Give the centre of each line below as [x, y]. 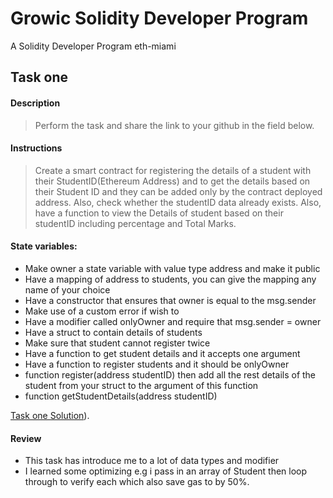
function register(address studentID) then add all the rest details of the [170, 374]
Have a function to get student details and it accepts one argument [162, 353]
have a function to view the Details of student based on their [159, 213]
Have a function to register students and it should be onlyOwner [157, 364]
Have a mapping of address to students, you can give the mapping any [170, 279]
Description [35, 103]
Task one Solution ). [50, 415]
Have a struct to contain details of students [113, 332]
